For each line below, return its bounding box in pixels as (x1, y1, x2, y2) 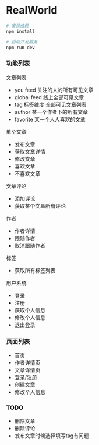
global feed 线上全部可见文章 (14, 93, 84, 100)
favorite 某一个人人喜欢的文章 (14, 116, 86, 123)
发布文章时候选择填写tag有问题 (14, 432, 89, 439)
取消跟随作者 (14, 242, 45, 249)
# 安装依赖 (6, 23, 29, 29)
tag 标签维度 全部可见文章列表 (14, 101, 87, 108)
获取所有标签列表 (14, 267, 56, 274)
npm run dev (6, 45, 35, 50)
